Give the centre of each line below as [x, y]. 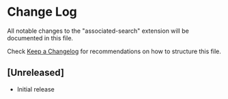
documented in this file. [40, 38]
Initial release [35, 89]
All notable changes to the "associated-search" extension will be [98, 31]
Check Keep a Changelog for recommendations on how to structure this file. [114, 51]
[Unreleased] [36, 73]
